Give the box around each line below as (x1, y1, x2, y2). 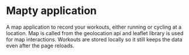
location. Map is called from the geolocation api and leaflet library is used (6, 29, 184, 36)
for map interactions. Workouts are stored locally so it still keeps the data (6, 36, 183, 43)
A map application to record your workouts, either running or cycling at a (6, 23, 182, 30)
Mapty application (6, 4, 97, 18)
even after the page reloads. (6, 42, 75, 49)
